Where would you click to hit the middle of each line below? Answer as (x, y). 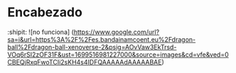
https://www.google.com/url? (117, 32)
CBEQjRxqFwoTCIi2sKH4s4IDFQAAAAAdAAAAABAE (85, 62)
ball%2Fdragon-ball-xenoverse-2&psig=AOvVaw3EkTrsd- (92, 47)
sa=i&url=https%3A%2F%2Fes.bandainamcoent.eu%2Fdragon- (102, 39)
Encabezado (45, 12)
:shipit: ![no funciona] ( (41, 32)
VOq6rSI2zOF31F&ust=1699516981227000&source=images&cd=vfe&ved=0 (118, 55)
